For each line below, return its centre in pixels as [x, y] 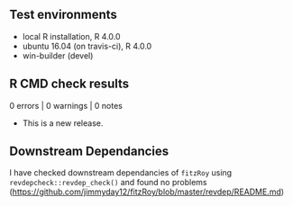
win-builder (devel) [58, 55]
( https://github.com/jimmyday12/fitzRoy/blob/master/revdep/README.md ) [147, 192]
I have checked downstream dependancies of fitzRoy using [121, 173]
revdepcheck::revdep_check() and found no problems [108, 183]
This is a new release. [63, 123]
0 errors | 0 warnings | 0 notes [66, 105]
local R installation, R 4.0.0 [71, 36]
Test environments [63, 15]
